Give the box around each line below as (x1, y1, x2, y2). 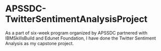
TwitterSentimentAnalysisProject (5, 13, 147, 25)
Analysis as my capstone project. (5, 40, 74, 46)
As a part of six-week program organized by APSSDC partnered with (5, 30, 147, 36)
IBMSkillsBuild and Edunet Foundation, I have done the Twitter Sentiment (5, 35, 156, 41)
